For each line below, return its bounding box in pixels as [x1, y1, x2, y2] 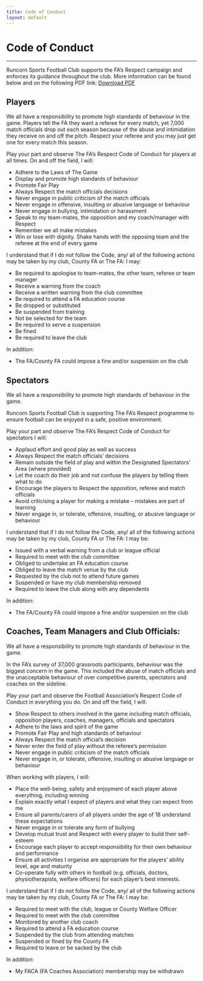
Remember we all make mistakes [14, 227, 97, 234]
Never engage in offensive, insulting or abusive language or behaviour [14, 201, 190, 208]
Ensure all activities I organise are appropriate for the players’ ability [14, 856, 184, 863]
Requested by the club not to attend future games [14, 573, 140, 580]
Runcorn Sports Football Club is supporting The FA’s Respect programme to [6, 410, 195, 417]
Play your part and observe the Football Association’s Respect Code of [6, 692, 182, 699]
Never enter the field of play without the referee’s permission [14, 742, 167, 749]
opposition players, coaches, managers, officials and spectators [14, 716, 175, 724]
